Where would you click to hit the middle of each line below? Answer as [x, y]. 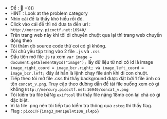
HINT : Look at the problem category [49, 13]
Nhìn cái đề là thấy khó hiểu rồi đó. [47, 19]
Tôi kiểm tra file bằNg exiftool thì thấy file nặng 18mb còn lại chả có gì [85, 95]
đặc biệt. [20, 100]
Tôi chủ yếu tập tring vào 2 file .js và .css [55, 51]
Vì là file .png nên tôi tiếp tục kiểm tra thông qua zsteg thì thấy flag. [81, 105]
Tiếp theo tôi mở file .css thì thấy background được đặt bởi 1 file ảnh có [85, 78]
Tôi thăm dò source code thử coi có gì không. [58, 46]
